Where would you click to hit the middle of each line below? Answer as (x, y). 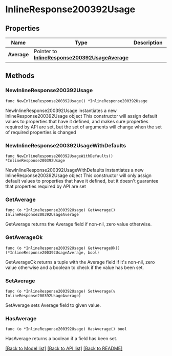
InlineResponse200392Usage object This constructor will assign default (81, 116)
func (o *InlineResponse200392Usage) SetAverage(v (60, 291)
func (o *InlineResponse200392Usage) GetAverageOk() (63, 248)
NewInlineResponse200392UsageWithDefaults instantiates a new (74, 170)
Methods (20, 76)
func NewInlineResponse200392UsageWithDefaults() (59, 156)
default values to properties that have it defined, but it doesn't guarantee (82, 181)
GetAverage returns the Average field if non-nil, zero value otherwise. (79, 224)
